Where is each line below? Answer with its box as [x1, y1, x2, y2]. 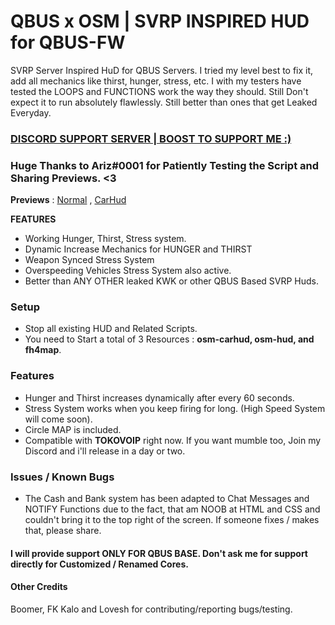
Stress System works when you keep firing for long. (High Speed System [24, 402, 326, 414]
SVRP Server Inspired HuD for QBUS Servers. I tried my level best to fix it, [10, 64, 314, 76]
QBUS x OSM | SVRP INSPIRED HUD [10, 10, 310, 33]
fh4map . [24, 344, 62, 356]
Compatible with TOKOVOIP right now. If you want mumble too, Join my [24, 434, 322, 446]
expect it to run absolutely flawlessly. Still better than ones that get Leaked [10, 96, 318, 108]
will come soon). [24, 413, 93, 425]
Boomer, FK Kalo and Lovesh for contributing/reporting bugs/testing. [10, 603, 293, 615]
